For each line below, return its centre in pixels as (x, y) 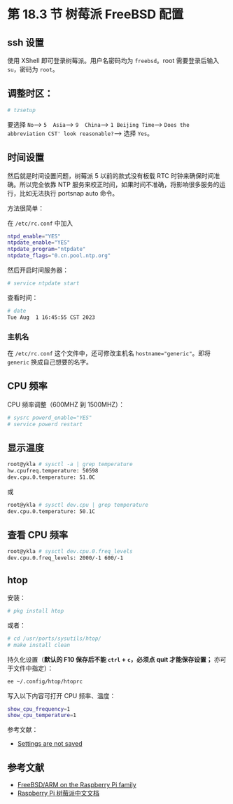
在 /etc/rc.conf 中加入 (40, 223)
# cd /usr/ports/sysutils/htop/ (54, 639)
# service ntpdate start (43, 283)
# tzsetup (22, 110)
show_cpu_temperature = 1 (42, 716)
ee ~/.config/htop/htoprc (45, 681)
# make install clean (39, 645)
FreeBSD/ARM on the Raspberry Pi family (77, 785)
